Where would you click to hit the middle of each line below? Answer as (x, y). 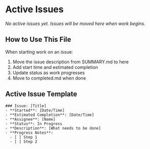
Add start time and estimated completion (55, 67)
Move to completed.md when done (49, 78)
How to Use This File (38, 40)
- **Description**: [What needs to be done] (53, 128)
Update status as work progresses (49, 72)
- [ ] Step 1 (24, 137)
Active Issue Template (41, 94)
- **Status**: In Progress (34, 123)
